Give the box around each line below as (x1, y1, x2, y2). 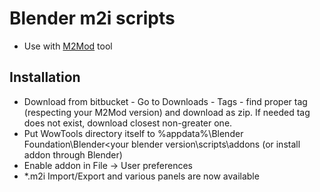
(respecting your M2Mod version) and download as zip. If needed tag (23, 106, 311, 118)
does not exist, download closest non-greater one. (23, 117, 233, 129)
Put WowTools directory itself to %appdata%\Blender (23, 127, 244, 139)
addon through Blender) (23, 148, 123, 161)
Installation (9, 69, 81, 86)
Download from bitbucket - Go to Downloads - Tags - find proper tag (23, 95, 308, 107)
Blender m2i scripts (9, 7, 176, 30)
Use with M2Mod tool (23, 40, 113, 52)
